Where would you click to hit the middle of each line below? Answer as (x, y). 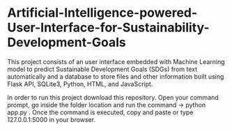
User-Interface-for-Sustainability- (109, 28)
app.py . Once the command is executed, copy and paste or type (100, 112)
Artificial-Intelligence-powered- (102, 13)
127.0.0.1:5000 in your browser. (52, 119)
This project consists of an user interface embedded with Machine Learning (116, 61)
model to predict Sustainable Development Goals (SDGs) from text (102, 69)
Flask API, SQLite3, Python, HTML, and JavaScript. (80, 84)
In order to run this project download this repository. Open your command (113, 97)
